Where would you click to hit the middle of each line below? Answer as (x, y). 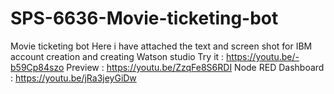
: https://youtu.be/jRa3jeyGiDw (73, 78)
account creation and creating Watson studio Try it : (117, 56)
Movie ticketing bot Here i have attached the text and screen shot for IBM (161, 46)
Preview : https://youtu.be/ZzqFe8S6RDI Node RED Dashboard (195, 67)
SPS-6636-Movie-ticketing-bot (144, 18)
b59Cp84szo (37, 67)
